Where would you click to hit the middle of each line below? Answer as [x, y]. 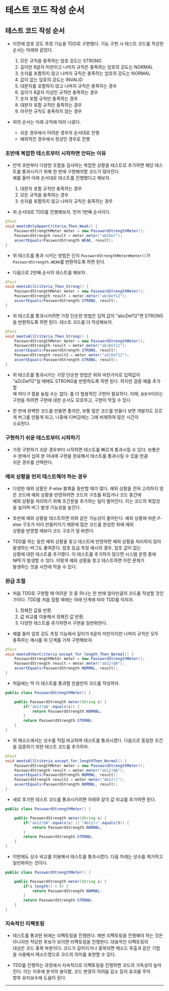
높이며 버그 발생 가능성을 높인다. [50, 508]
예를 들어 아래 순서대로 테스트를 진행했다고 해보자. [61, 178]
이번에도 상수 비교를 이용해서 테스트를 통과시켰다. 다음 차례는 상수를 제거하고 [88, 856]
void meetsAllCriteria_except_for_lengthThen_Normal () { [66, 761]
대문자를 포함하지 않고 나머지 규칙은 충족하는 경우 [68, 86]
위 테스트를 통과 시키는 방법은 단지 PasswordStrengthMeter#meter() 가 [81, 255]
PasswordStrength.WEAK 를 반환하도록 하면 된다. [59, 262]
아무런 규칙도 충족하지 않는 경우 [51, 111]
